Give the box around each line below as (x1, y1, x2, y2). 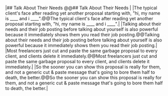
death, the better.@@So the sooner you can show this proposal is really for (5, 75, 162, 80)
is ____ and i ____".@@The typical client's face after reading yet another (5, 16, 153, 21)
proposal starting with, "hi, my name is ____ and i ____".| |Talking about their (5, 21, 161, 27)
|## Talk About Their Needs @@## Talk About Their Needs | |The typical (5, 5, 158, 11)
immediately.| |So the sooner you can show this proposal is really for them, (5, 64, 161, 70)
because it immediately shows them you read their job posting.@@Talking (5, 32, 160, 37)
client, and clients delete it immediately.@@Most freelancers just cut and (5, 53, 157, 59)
